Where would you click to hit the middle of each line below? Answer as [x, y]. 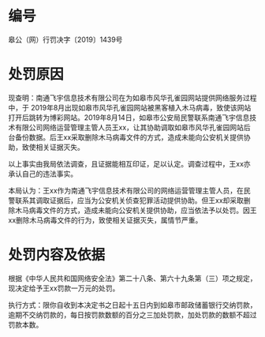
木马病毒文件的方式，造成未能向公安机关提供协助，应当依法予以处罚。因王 [136, 210]
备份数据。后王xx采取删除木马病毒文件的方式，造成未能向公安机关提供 [129, 137]
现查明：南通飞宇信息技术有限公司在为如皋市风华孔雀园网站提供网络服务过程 [132, 97]
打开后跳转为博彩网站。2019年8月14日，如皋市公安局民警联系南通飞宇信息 [129, 117]
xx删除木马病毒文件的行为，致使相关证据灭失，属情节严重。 [105, 220]
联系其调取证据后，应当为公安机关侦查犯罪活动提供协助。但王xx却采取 [129, 200]
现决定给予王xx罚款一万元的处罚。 [64, 288]
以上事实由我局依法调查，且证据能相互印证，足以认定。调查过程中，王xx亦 [129, 163]
